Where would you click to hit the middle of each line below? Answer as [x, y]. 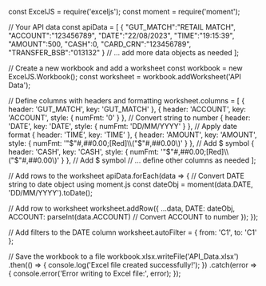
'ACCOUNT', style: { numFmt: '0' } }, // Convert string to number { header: [129, 118]
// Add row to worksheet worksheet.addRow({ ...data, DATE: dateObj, [122, 208]
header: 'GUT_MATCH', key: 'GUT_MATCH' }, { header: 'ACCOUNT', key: [127, 109]
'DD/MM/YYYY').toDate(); [51, 193]
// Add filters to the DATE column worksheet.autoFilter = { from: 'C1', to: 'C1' [133, 232]
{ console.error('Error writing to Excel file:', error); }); [95, 273]
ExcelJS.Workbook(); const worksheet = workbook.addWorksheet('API [125, 77]
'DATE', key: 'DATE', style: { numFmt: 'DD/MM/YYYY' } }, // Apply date [123, 126]
